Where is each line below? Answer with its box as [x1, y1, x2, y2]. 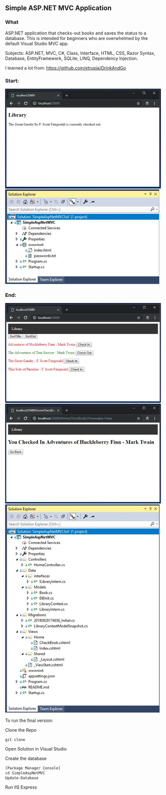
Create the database [5, 755, 47, 761]
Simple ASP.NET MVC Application [5, 4, 112, 12]
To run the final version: [5, 717, 53, 723]
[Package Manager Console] [5, 766, 61, 771]
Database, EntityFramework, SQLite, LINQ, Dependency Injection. [5, 55, 138, 61]
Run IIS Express [5, 784, 37, 790]
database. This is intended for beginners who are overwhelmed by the [5, 35, 148, 41]
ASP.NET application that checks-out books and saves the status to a [5, 30, 147, 36]
